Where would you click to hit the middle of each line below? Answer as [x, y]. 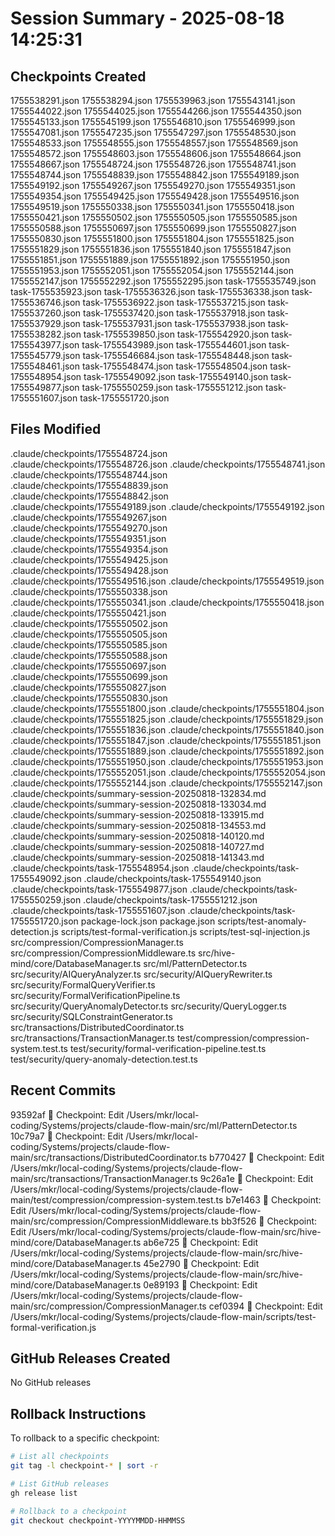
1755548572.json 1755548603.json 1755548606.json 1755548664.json [156, 153]
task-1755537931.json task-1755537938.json [174, 323]
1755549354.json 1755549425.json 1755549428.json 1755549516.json [155, 196]
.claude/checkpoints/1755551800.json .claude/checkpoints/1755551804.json [167, 708]
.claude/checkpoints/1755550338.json [89, 591]
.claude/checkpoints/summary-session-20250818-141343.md [137, 857]
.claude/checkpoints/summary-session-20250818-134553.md [138, 825]
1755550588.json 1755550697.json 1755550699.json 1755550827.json [153, 228]
